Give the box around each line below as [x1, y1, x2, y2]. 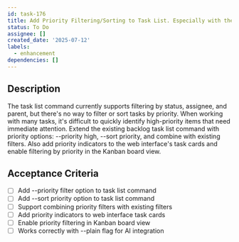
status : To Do [7, 23, 50, 31]
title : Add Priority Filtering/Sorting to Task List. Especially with [7, 17, 221, 24]
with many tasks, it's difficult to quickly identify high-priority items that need [7, 116, 231, 125]
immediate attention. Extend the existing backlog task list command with [7, 124, 220, 133]
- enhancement [14, 50, 55, 57]
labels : [7, 43, 31, 50]
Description [7, 83, 60, 95]
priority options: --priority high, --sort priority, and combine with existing [7, 132, 221, 141]
